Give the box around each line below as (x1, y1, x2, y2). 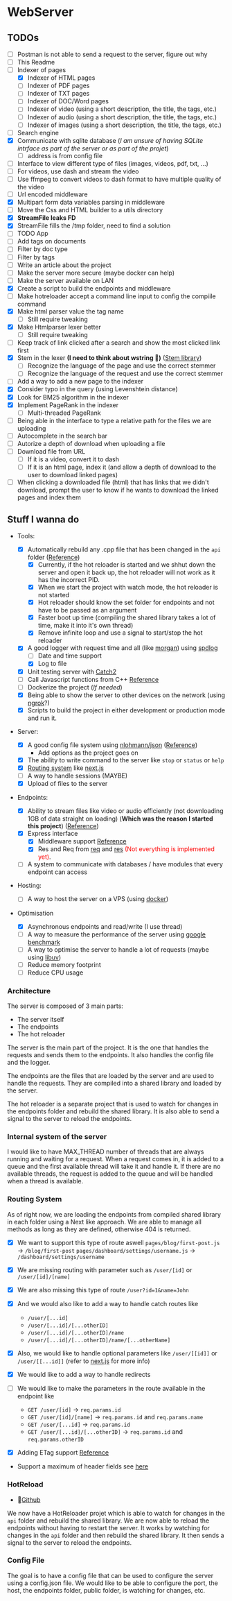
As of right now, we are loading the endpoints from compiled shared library (7, 1210, 222, 1218)
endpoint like (17, 1392, 55, 1401)
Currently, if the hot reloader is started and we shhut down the (37, 560, 216, 569)
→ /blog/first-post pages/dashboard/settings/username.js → (17, 1246, 196, 1254)
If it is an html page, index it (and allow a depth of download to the (27, 463, 217, 471)
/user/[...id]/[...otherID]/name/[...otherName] (27, 1337, 171, 1344)
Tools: (17, 531, 35, 540)
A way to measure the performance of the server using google (27, 930, 206, 939)
